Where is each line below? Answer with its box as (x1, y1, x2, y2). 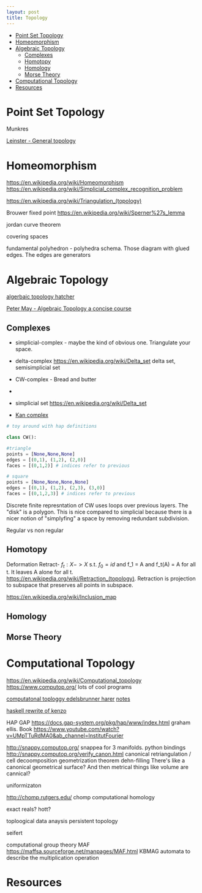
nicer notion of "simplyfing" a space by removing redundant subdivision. (6, 514, 190, 522)
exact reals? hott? (6, 805, 51, 813)
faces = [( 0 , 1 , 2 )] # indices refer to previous (6, 462, 130, 469)
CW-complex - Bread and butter (15, 376, 97, 383)
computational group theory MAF (6, 841, 90, 849)
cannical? (6, 770, 31, 777)
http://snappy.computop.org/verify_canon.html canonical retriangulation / (6, 750, 192, 758)
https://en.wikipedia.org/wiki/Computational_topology (6, 677, 142, 684)
